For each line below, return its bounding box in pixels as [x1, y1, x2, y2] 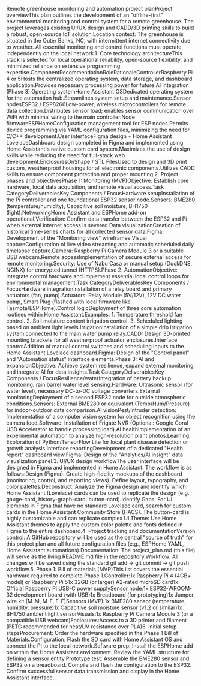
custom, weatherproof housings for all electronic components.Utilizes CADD [6, 164, 195, 171]
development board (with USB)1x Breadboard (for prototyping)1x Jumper [14, 591, 194, 598]
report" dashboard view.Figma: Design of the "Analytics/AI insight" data [6, 451, 184, 458]
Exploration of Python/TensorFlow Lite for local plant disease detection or [6, 438, 188, 446]
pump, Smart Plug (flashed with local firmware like [6, 298, 131, 305]
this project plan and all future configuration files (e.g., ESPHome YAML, [6, 540, 184, 547]
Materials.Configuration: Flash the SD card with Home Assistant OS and [6, 636, 183, 643]
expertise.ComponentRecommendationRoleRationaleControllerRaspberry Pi [6, 69, 193, 76]
